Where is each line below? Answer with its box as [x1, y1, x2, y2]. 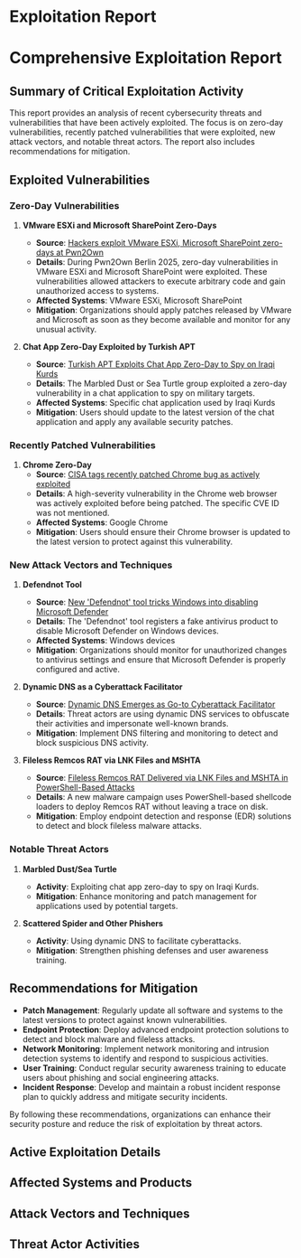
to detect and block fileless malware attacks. [35, 821, 203, 831]
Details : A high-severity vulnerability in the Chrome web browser [35, 488, 278, 499]
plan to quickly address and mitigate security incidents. [22, 1091, 228, 1102]
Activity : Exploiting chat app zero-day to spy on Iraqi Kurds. [35, 881, 260, 892]
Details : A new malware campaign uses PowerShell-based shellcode [35, 792, 292, 803]
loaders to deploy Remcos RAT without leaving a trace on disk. [35, 802, 269, 812]
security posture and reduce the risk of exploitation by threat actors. [9, 1118, 263, 1129]
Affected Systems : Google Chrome [35, 517, 169, 528]
